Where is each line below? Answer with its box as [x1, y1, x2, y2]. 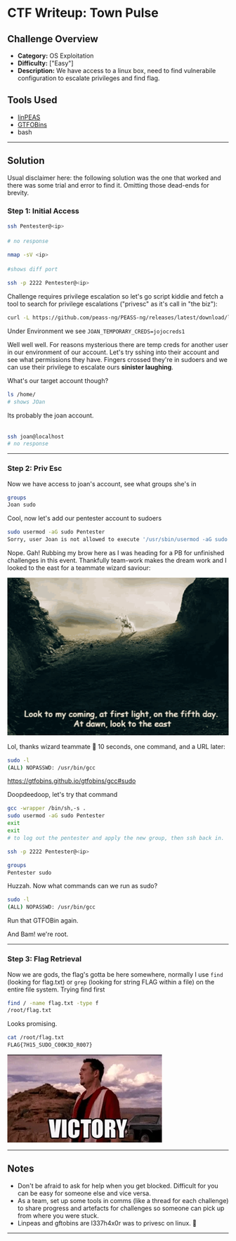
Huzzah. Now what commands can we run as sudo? [7, 882, 158, 890]
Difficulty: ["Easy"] [17, 59, 74, 67]
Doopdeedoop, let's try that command [7, 791, 118, 799]
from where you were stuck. [17, 1211, 100, 1220]
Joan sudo [7, 501, 37, 509]
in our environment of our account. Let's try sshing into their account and [7, 348, 220, 356]
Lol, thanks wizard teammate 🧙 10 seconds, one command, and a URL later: [7, 742, 226, 751]
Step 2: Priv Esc [7, 464, 63, 474]
